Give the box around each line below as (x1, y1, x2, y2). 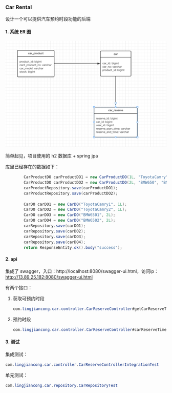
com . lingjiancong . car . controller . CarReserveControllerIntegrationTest (5, 362, 159, 367)
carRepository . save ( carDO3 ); (24, 234, 86, 239)
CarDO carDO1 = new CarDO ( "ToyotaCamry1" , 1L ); (24, 202, 127, 207)
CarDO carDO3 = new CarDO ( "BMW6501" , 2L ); (24, 212, 116, 218)
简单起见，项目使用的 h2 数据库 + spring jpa (5, 153, 98, 159)
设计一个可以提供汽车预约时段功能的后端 (5, 16, 91, 22)
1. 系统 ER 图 (5, 28, 31, 34)
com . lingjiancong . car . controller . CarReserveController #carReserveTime (12, 327, 167, 332)
